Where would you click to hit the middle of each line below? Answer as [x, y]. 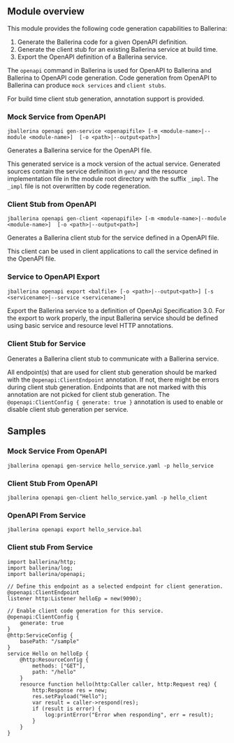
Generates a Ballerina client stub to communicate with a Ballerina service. [113, 359]
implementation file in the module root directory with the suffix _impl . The [113, 179]
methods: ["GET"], [59, 666]
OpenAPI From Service [46, 515]
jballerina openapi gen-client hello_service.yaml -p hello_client [108, 498]
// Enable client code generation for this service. [86, 611]
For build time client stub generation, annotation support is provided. [106, 99]
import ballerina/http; [42, 562]
